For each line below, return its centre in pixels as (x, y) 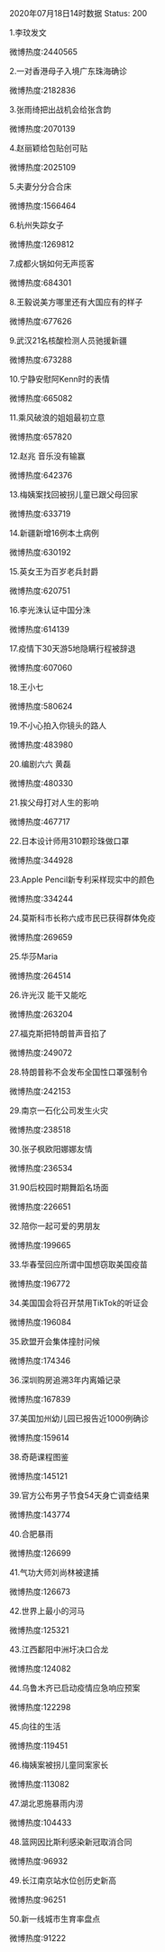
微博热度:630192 (41, 552)
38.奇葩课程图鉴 (39, 1457)
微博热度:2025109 (43, 167)
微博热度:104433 (41, 1822)
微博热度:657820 (41, 437)
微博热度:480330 (41, 783)
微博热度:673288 (41, 360)
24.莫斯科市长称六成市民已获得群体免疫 (82, 918)
